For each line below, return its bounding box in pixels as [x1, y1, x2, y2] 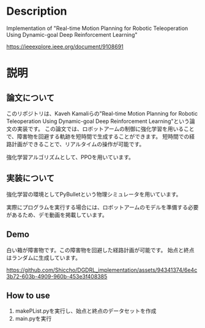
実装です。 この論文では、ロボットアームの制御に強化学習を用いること [17, 125, 195, 132]
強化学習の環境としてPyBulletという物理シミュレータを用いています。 [6, 190, 182, 198]
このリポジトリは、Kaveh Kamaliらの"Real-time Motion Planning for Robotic [6, 110, 198, 117]
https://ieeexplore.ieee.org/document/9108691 [6, 43, 124, 50]
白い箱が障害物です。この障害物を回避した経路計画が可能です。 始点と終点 [6, 246, 195, 253]
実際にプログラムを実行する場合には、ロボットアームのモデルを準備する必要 [6, 203, 199, 211]
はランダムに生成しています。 [6, 254, 81, 261]
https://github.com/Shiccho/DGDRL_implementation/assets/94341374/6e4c [6, 266, 198, 274]
